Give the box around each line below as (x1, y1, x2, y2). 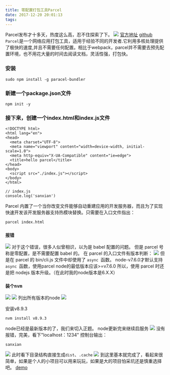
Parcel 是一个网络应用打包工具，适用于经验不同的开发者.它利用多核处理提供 (5, 38, 163, 44)
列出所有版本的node (17, 295, 60, 301)
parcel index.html (5, 219, 44, 225)
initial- (126, 144, 145, 149)
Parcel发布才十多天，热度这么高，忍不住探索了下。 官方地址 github (5, 32, 153, 38)
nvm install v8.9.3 (5, 316, 47, 321)
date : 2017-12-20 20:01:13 (5, 12, 63, 17)
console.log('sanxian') (5, 193, 56, 198)
